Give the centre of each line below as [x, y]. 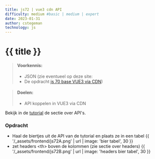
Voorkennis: [30, 65]
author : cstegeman [24, 23]
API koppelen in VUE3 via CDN [55, 103]
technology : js [20, 28]
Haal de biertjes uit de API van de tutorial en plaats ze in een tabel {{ [81, 136]
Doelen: [25, 92]
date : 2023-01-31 [23, 18]
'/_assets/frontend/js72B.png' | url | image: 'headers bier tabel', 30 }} [81, 152]
